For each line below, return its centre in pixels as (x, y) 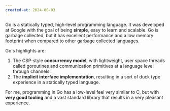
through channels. (31, 71)
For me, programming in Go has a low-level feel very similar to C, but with (82, 92)
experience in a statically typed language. (56, 82)
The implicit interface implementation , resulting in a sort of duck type (87, 76)
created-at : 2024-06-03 (30, 10)
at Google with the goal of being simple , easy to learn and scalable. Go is (82, 30)
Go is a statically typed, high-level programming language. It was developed (85, 24)
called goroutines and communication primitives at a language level (83, 66)
